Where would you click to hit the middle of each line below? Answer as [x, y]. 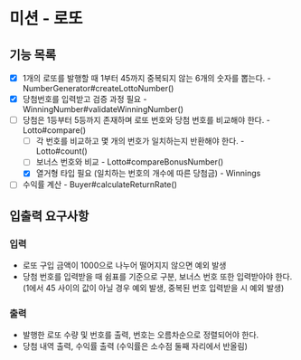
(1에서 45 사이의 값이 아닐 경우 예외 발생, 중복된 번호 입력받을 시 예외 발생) [153, 288]
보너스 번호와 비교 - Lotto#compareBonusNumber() [130, 162]
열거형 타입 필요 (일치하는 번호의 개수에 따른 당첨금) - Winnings [148, 174]
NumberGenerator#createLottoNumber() [98, 89]
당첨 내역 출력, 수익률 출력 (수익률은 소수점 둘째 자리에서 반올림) [135, 346]
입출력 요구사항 [49, 216]
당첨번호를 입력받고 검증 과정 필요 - [85, 99]
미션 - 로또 [46, 19]
